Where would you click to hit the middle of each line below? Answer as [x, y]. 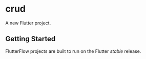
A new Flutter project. [28, 23]
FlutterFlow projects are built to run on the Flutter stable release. [73, 51]
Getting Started [30, 39]
